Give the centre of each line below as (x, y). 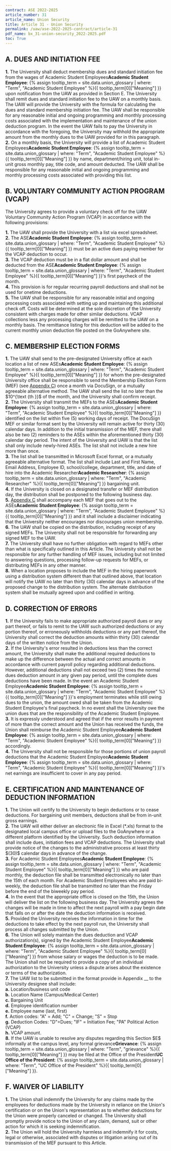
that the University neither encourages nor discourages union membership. (84, 522)
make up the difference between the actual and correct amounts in (76, 659)
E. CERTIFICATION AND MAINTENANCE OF (75, 789)
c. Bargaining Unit (24, 1000)
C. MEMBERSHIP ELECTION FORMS (63, 346)
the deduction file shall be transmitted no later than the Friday (87, 886)
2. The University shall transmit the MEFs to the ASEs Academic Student (81, 402)
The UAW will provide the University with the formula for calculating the (80, 104)
